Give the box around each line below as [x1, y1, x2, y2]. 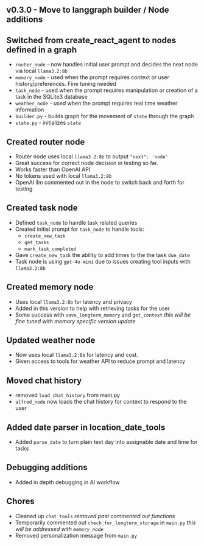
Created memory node [6, 282, 94, 292]
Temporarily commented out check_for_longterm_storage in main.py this [15, 519, 196, 526]
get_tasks [24, 239, 50, 245]
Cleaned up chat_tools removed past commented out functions [15, 512, 175, 519]
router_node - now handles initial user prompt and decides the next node [15, 61, 198, 68]
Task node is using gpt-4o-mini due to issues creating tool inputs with [15, 258, 191, 265]
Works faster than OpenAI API [15, 166, 91, 173]
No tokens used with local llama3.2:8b [15, 172, 112, 180]
